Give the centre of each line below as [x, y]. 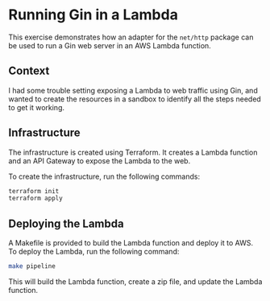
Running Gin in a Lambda [93, 15]
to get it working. [37, 107]
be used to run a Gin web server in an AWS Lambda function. [110, 45]
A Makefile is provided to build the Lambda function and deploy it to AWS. [131, 243]
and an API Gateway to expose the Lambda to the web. [100, 161]
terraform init [34, 191]
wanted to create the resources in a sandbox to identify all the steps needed [135, 99]
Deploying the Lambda [66, 223]
